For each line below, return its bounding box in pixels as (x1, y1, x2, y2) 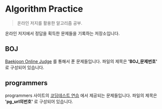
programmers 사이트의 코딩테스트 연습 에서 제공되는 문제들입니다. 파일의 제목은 (5, 92, 158, 98)
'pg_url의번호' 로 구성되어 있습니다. (5, 98, 73, 104)
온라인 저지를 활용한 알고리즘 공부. (17, 20, 82, 26)
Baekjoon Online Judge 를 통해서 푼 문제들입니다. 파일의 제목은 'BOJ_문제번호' (5, 58, 158, 64)
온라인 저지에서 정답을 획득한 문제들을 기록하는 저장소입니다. (5, 30, 120, 36)
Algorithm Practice (5, 3, 83, 15)
